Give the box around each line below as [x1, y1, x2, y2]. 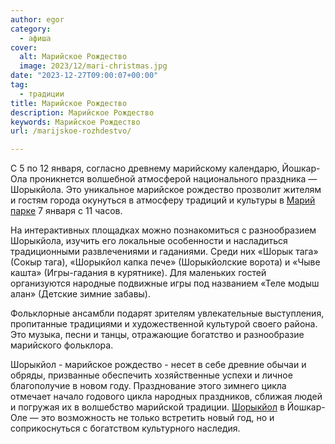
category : [10, 24, 52, 34]
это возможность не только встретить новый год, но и [40, 412, 275, 424]
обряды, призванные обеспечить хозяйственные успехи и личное [10, 369, 293, 381]
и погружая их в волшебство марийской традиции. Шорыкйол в [10, 401, 285, 413]
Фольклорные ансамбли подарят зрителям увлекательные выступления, [10, 307, 325, 320]
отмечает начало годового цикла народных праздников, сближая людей [10, 391, 323, 403]
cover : [10, 42, 38, 53]
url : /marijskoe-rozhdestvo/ [10, 126, 132, 136]
